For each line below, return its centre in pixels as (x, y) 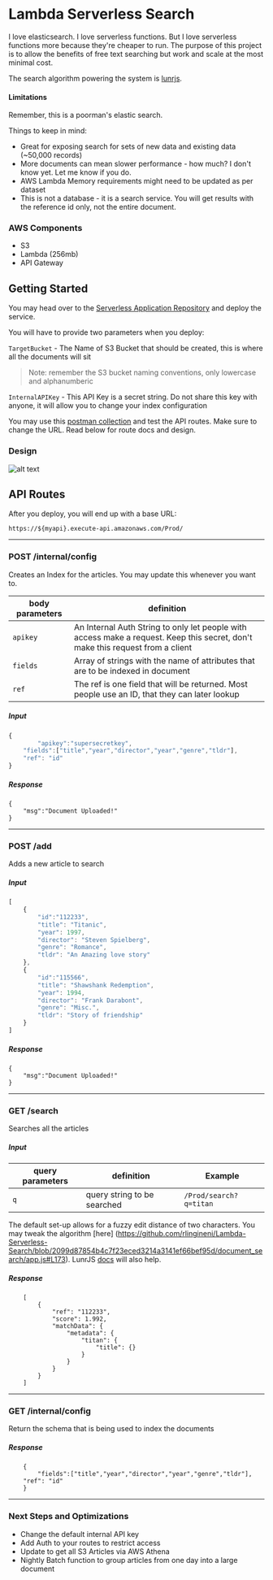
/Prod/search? (211, 1196)
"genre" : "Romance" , (72, 948)
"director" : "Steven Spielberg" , (94, 940)
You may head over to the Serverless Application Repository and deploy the (135, 308)
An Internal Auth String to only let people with (160, 627)
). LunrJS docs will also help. (113, 1260)
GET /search (33, 1110)
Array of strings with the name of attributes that (164, 661)
